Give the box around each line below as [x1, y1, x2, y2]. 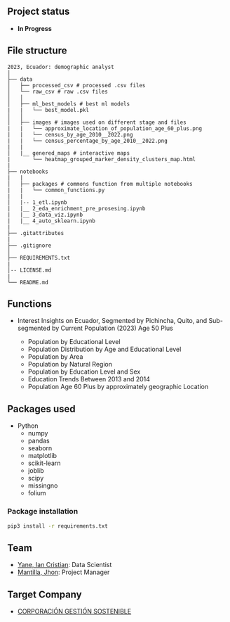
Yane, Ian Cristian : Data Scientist [17, 561, 112, 569]
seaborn [27, 444, 53, 452]
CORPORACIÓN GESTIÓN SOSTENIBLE [17, 607, 132, 616]
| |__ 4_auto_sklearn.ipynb [7, 217, 96, 224]
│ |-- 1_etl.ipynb [7, 198, 68, 206]
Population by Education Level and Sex [27, 367, 141, 376]
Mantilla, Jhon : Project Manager [17, 568, 110, 576]
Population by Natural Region [27, 360, 112, 369]
